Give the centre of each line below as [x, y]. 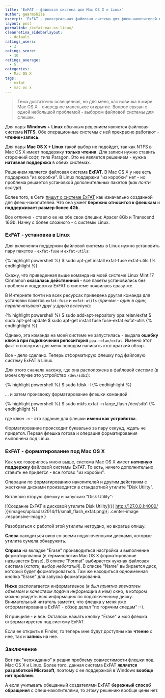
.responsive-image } [26, 516]
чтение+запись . [23, 137]
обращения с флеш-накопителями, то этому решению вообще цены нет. [82, 690]
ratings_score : [21, 51]
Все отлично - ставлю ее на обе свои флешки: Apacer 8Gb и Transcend [80, 217]
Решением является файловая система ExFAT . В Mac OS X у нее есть [78, 172]
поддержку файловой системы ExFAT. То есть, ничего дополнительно [79, 467]
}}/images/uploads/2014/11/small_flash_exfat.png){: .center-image [72, 512]
